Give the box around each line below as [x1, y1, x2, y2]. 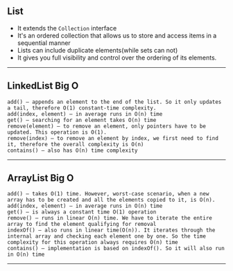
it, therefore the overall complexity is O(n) [7, 141, 144, 148]
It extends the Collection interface [17, 24, 117, 32]
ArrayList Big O [7, 173, 74, 184]
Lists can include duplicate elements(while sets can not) [17, 46, 178, 54]
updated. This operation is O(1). [7, 128, 107, 136]
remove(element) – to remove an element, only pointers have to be [7, 123, 207, 130]
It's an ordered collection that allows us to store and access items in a [17, 31, 217, 40]
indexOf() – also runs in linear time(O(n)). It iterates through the [7, 227, 216, 234]
